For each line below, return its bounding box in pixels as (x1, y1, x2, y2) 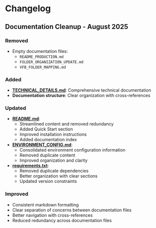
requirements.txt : (12, 163, 49, 169)
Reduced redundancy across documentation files (12, 217, 112, 223)
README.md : (12, 116, 40, 122)
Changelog (5, 3, 51, 14)
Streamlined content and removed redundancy (19, 121, 114, 127)
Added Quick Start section (19, 126, 73, 132)
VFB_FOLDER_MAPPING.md (19, 65, 66, 70)
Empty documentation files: (12, 48, 68, 54)
